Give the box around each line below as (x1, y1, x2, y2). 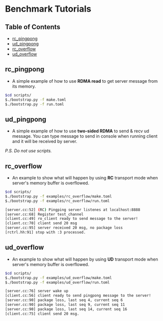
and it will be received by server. (12, 139, 77, 144)
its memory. (12, 83, 36, 89)
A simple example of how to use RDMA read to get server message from (12, 78, 158, 84)
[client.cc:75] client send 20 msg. (5, 311, 79, 316)
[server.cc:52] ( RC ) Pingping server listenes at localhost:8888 (5, 207, 140, 212)
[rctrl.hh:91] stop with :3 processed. (5, 230, 86, 235)
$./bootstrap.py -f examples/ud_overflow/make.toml (5, 275, 112, 280)
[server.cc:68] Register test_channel (5, 212, 84, 217)
